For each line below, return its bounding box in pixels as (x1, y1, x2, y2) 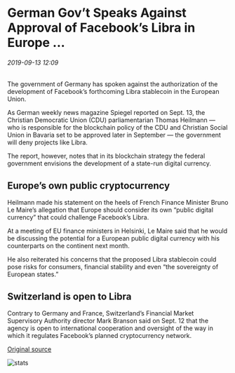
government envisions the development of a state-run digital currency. (7, 159, 212, 168)
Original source (7, 345, 52, 353)
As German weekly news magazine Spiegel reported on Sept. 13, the (7, 109, 206, 117)
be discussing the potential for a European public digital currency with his (7, 234, 220, 243)
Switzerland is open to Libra (7, 290, 132, 302)
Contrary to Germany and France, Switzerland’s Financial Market (7, 309, 194, 318)
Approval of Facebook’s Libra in (7, 20, 196, 36)
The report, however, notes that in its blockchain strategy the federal (7, 152, 206, 161)
